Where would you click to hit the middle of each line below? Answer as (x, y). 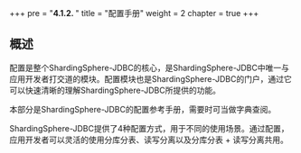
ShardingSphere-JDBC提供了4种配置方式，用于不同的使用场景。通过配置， (149, 128)
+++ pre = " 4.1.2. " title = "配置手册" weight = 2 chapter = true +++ (134, 13)
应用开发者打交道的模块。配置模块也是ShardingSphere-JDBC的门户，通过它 (150, 78)
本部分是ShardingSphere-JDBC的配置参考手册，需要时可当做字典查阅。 (143, 109)
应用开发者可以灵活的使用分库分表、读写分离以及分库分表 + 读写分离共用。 (149, 139)
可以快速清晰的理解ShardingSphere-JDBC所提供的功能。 (115, 90)
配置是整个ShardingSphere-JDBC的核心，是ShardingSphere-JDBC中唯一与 (149, 67)
